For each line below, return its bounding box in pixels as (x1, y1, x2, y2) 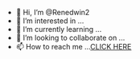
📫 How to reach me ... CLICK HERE (15, 42, 132, 51)
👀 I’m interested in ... (15, 16, 84, 26)
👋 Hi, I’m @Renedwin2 (15, 8, 90, 17)
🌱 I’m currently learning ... (15, 25, 102, 33)
